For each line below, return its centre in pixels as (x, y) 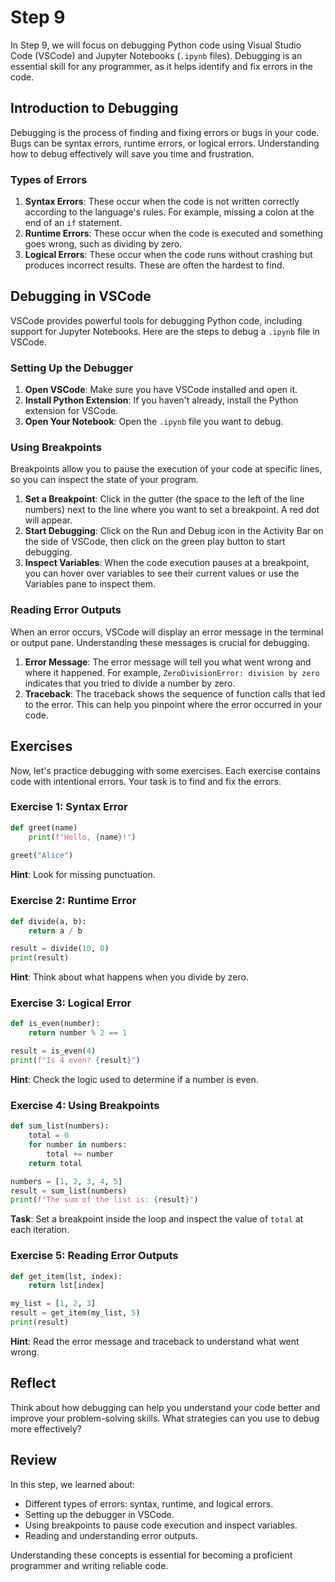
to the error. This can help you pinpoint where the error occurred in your (173, 704)
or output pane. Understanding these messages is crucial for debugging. (160, 642)
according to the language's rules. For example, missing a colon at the (169, 212)
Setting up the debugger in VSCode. (99, 1514)
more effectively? (46, 1428)
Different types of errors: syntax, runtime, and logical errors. (149, 1503)
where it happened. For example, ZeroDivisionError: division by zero (172, 672)
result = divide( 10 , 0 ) (60, 949)
